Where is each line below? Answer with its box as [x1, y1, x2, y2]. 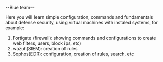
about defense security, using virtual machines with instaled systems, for [5, 20, 158, 25]
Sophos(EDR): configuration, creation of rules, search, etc [12, 51, 134, 57]
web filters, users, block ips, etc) [12, 40, 81, 46]
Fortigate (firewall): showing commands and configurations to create [12, 35, 156, 41]
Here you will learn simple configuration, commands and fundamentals [5, 14, 153, 20]
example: [5, 25, 24, 31]
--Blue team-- [5, 5, 35, 10]
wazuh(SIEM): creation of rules [12, 46, 78, 51]
